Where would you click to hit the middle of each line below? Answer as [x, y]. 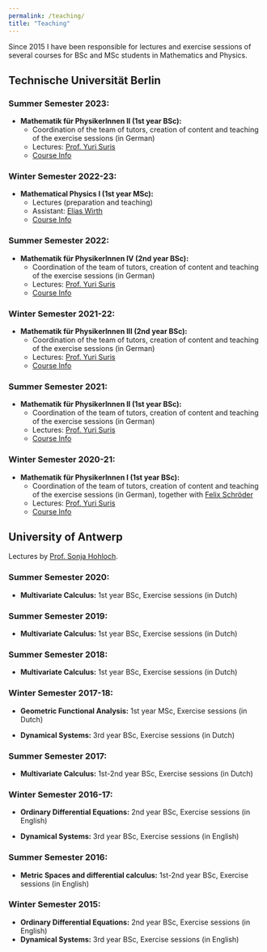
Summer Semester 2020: [59, 578]
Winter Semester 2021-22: [62, 314]
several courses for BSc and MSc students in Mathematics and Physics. [128, 55]
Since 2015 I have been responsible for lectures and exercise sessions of [130, 46]
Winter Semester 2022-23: [63, 176]
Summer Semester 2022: [59, 241]
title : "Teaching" [39, 23]
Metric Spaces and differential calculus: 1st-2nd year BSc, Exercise [134, 875]
